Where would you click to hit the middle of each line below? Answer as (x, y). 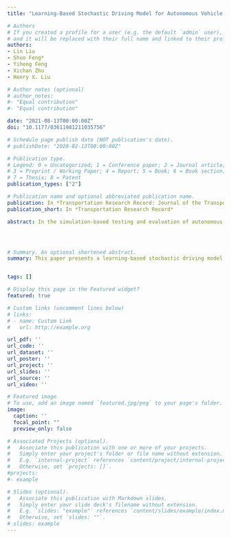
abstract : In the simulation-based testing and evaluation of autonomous (115, 222)
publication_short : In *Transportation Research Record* (90, 209)
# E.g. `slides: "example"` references (67, 511)
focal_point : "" (36, 422)
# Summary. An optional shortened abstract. (72, 252)
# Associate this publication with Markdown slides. (87, 498)
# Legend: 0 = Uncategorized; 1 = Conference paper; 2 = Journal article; (117, 165)
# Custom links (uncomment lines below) (66, 308)
